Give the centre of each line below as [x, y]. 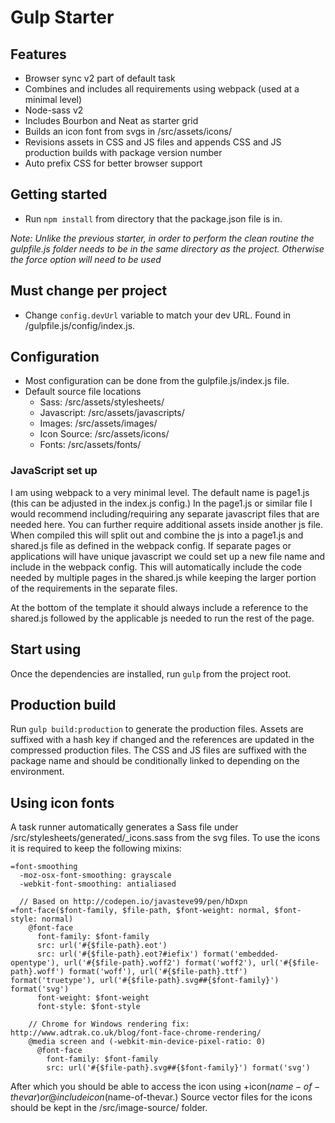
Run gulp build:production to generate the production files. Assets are [157, 729]
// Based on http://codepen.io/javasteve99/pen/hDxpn [133, 902]
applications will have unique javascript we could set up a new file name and [168, 556]
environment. [37, 772]
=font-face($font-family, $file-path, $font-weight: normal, [140, 911]
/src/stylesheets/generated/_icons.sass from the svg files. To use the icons [165, 838]
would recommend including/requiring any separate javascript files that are [165, 513]
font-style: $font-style [88, 1007]
